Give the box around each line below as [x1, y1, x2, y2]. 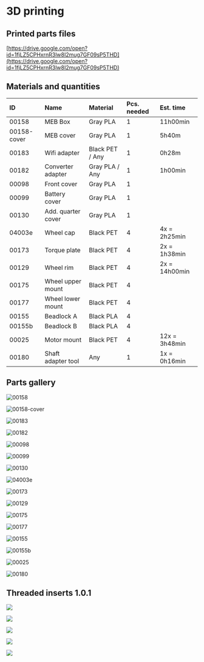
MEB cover [44, 131, 76, 139]
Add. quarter [44, 207, 81, 215]
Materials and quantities [6, 81, 100, 92]
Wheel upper [44, 277, 82, 285]
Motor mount [44, 336, 82, 344]
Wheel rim [44, 263, 74, 272]
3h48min [160, 339, 186, 348]
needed [126, 107, 149, 116]
